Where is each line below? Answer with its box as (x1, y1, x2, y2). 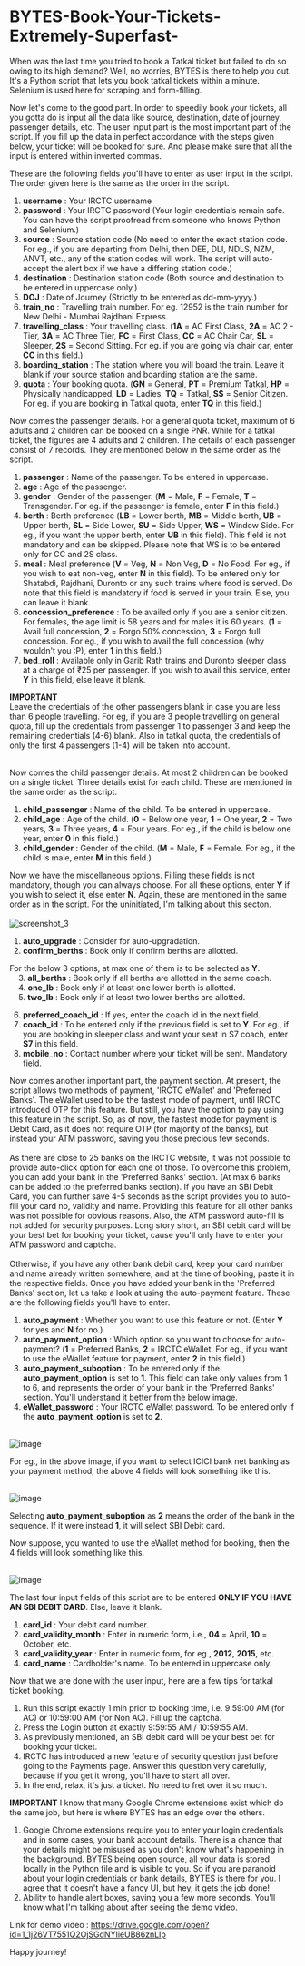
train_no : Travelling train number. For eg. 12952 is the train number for (22, 301, 289, 312)
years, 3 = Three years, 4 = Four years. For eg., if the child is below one (22, 823, 292, 834)
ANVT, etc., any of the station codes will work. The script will (22, 252, 251, 264)
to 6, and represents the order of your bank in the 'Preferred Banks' (22, 1381, 275, 1392)
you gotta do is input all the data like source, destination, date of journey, (9, 112, 282, 123)
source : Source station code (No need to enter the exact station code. (22, 233, 288, 244)
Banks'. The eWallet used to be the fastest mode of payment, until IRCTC (9, 1094, 281, 1105)
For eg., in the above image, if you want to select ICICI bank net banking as (9, 1455, 290, 1467)
